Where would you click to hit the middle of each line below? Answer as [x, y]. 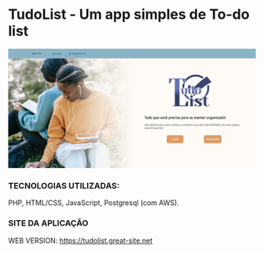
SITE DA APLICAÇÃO [48, 223]
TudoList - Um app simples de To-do [129, 15]
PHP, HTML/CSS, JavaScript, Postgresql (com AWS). [93, 203]
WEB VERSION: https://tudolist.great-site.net [81, 240]
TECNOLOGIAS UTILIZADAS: [64, 186]
